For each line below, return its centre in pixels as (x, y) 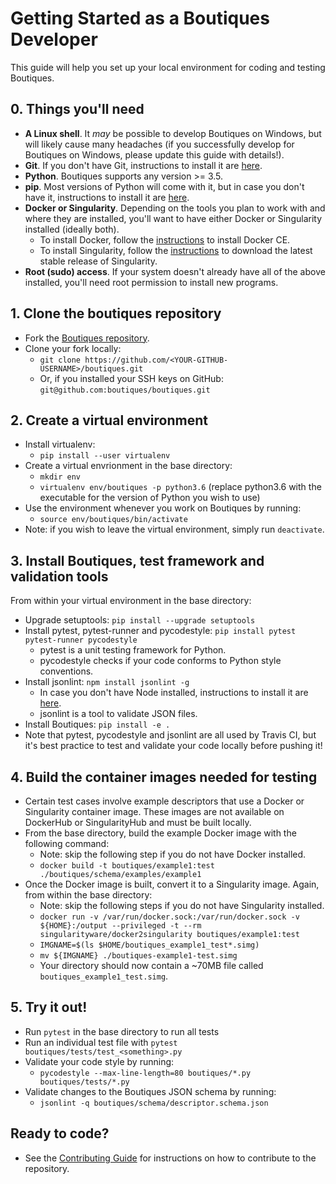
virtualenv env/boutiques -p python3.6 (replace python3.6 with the (180, 487)
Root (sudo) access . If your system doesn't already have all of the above (175, 271)
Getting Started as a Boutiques (140, 18)
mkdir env (60, 477)
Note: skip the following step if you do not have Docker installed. (173, 854)
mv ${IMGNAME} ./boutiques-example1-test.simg (138, 956)
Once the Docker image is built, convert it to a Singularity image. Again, (172, 884)
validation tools (59, 576)
